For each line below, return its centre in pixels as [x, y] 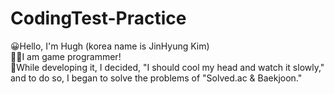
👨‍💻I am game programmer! [66, 56]
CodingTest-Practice [98, 18]
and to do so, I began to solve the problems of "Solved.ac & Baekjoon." [156, 78]
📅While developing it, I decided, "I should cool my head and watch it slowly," [167, 67]
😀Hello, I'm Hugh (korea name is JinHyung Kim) [110, 46]
